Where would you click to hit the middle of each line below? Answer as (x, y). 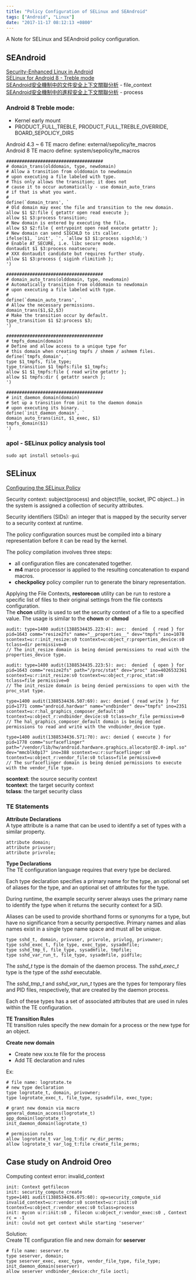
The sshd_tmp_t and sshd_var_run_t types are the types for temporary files (96, 983)
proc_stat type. (26, 690)
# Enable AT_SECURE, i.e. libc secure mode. (61, 244)
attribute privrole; (31, 853)
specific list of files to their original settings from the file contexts (84, 599)
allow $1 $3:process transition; (47, 218)
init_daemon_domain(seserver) (43, 1266)
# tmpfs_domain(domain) (35, 341)
